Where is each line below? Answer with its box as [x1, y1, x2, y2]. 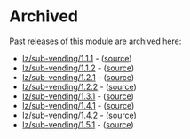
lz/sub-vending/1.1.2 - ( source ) [21, 62, 135, 73]
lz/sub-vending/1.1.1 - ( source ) [21, 53, 132, 63]
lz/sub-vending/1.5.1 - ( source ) [21, 119, 135, 130]
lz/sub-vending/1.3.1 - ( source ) [21, 91, 135, 102]
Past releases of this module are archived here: [9, 36, 182, 46]
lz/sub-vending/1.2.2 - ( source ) [21, 81, 138, 92]
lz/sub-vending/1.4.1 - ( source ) [21, 100, 135, 110]
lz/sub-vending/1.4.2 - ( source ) [21, 110, 138, 120]
